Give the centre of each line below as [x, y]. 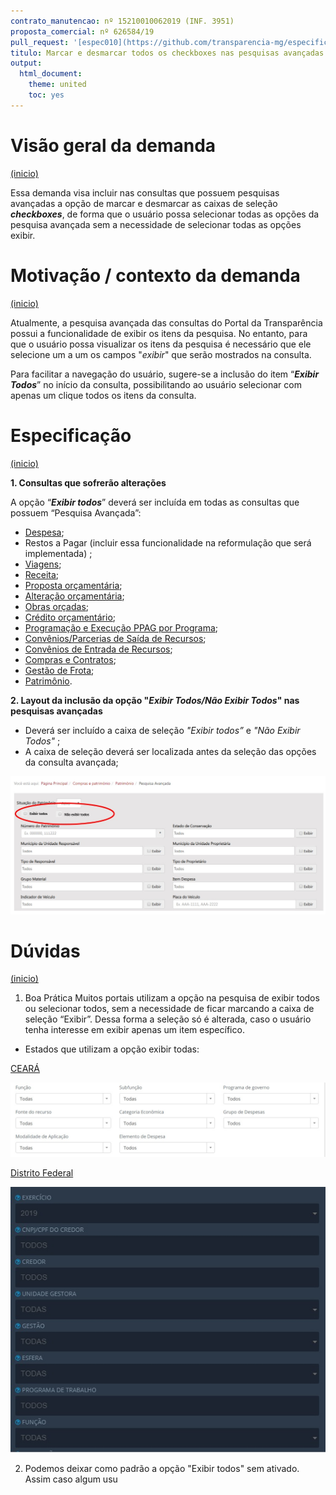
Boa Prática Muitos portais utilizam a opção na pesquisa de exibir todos [172, 998]
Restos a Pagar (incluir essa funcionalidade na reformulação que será [168, 542]
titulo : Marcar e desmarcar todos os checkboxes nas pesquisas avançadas [167, 53]
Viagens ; [43, 564]
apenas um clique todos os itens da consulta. [103, 395]
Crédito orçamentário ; [70, 617]
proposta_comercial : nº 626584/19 [82, 31]
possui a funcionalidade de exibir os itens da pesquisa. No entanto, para [159, 333]
